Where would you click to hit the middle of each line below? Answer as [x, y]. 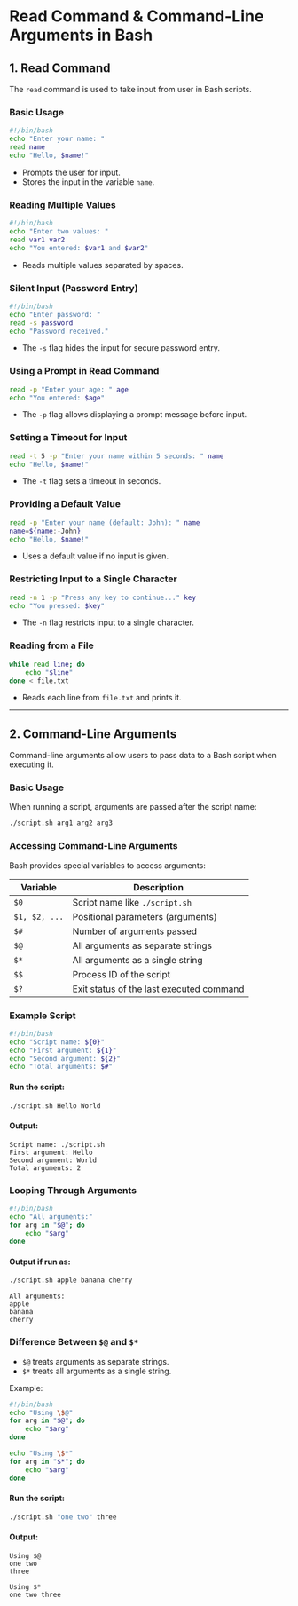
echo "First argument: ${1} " [63, 1050]
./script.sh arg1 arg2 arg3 [61, 823]
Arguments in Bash [81, 35]
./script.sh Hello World [55, 1106]
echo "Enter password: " [55, 314]
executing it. [32, 764]
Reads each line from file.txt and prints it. [102, 698]
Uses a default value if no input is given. [95, 556]
